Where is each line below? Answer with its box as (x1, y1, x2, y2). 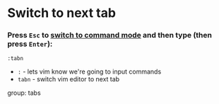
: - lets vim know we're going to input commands (17, 67, 162, 76)
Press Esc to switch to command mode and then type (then (7, 30, 212, 40)
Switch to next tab (7, 5, 117, 21)
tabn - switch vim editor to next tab (17, 75, 120, 83)
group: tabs (7, 88, 41, 97)
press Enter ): (7, 39, 53, 49)
